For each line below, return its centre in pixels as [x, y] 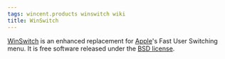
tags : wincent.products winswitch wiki [67, 14]
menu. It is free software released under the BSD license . [91, 48]
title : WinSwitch [33, 21]
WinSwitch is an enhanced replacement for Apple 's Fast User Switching [113, 41]
